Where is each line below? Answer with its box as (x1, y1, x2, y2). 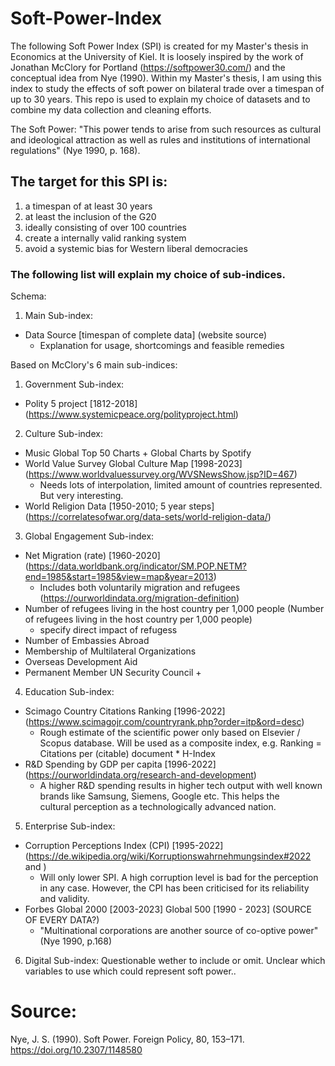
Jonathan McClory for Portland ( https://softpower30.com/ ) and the (10, 61, 286, 73)
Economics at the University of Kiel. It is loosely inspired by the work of (10, 50, 304, 62)
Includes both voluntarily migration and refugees (39, 582, 241, 594)
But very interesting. (39, 490, 124, 502)
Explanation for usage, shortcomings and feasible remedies (39, 340, 285, 352)
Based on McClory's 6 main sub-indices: (10, 359, 178, 371)
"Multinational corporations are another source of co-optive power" (39, 925, 319, 937)
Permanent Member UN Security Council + (24, 667, 202, 679)
